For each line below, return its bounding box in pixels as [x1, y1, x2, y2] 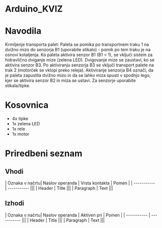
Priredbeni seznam [5, 148, 83, 159]
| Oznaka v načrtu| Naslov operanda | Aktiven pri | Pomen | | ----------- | [5, 212, 150, 218]
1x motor [12, 131, 29, 137]
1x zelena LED [12, 121, 40, 127]
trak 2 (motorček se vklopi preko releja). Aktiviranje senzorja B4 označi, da [5, 67, 154, 73]
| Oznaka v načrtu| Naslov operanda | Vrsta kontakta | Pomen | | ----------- [5, 180, 156, 186]
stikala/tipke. [5, 83, 30, 89]
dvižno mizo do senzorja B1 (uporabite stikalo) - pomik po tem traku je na [5, 47, 151, 53]
